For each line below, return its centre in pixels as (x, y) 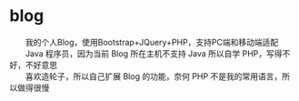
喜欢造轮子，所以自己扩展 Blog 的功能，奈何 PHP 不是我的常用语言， (154, 76)
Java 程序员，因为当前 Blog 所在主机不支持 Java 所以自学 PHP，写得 (154, 53)
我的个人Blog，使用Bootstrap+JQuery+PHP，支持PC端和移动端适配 (152, 42)
